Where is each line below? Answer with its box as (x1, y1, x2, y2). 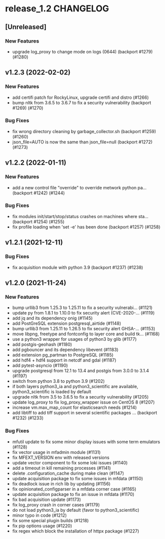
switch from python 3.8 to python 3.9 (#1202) (12, 378, 105, 384)
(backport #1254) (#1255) (12, 219, 65, 225)
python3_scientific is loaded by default (12, 389, 91, 395)
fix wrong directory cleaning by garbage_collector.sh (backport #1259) (12, 128, 157, 134)
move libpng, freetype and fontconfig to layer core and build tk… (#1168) (12, 331, 160, 337)
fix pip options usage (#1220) (12, 523, 73, 529)
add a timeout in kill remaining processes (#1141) (12, 465, 111, 471)
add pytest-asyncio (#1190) (12, 362, 68, 368)
